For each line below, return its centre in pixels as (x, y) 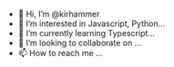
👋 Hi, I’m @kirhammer (59, 14)
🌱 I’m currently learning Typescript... (87, 33)
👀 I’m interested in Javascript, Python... (92, 24)
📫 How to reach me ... (60, 53)
